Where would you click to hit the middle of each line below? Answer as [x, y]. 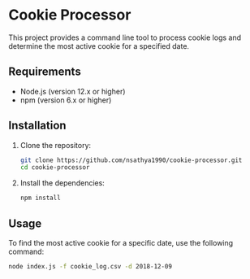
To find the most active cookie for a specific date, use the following [121, 243]
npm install [40, 198]
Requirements [45, 72]
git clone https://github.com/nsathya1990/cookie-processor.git [131, 160]
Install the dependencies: [62, 183]
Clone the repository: [56, 145]
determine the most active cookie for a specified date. [99, 46]
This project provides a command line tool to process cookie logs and [125, 37]
